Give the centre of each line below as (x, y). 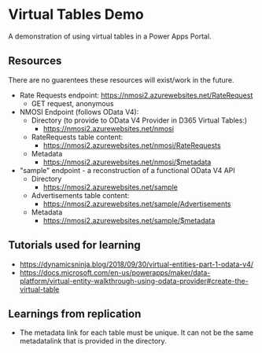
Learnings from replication (75, 313)
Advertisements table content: (80, 195)
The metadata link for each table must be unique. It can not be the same (137, 333)
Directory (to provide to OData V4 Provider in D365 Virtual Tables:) (139, 120)
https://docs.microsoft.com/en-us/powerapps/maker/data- (115, 272)
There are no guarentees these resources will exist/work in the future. (121, 79)
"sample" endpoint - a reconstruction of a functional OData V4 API (127, 170)
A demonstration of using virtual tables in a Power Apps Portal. (110, 36)
